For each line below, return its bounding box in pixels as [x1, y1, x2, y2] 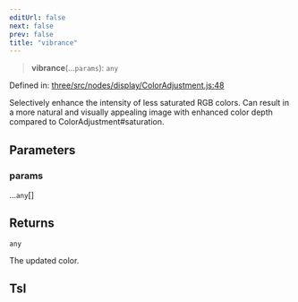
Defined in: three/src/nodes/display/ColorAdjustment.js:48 [9, 80, 225, 91]
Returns [9, 216, 55, 231]
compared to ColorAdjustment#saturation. [9, 116, 165, 127]
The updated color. [9, 255, 80, 265]
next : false [9, 22, 54, 30]
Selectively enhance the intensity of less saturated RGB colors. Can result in [9, 98, 290, 108]
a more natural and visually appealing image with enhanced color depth [9, 107, 273, 117]
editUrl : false [9, 13, 66, 22]
